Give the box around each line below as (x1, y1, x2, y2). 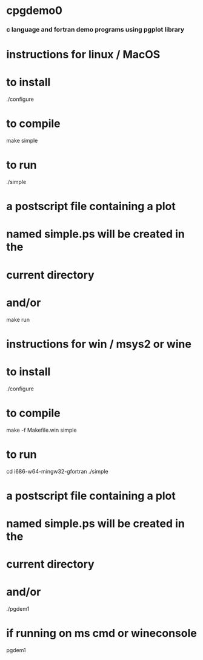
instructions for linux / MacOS (6, 48, 161, 61)
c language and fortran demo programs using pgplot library (6, 26, 185, 34)
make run (6, 316, 30, 323)
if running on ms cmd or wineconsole (6, 627, 197, 641)
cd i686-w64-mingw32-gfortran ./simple (6, 468, 108, 475)
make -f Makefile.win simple (6, 426, 77, 434)
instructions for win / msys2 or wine (6, 337, 192, 351)
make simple (6, 137, 38, 145)
